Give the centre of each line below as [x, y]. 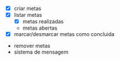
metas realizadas [43, 21]
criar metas [27, 8]
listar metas [28, 15]
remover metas [32, 46]
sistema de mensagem [41, 52]
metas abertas [40, 28]
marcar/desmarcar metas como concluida [64, 34]
